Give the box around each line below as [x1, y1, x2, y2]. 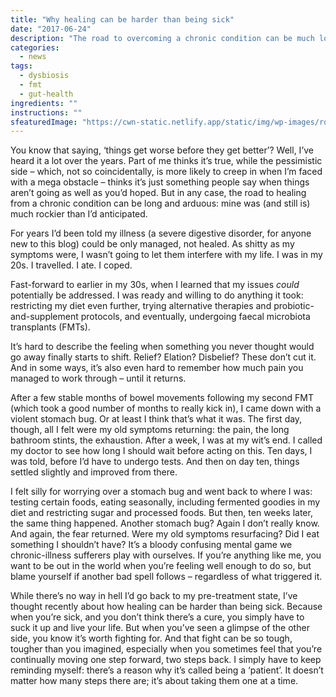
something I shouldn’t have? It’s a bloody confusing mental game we [10, 539, 293, 551]
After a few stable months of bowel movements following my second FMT [10, 392, 314, 404]
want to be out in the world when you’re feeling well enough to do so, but [10, 560, 312, 572]
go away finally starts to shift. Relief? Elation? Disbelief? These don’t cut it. [10, 351, 317, 363]
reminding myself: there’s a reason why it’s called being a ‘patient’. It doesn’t [10, 664, 324, 676]
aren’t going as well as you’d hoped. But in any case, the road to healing [10, 187, 307, 199]
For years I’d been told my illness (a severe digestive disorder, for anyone [10, 227, 312, 240]
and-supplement [10, 311, 79, 323]
